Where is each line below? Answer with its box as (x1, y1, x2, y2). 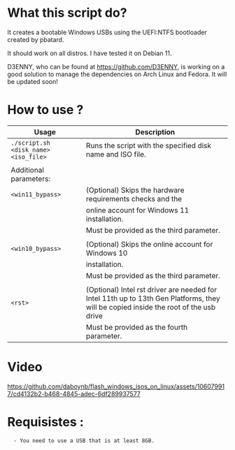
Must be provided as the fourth (86, 322, 187, 332)
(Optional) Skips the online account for (86, 239, 213, 249)
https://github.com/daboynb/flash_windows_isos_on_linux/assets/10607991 (7, 382, 225, 391)
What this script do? (7, 5, 127, 21)
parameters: (10, 173, 51, 183)
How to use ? (7, 102, 84, 118)
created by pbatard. (7, 35, 64, 43)
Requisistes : (7, 414, 84, 430)
